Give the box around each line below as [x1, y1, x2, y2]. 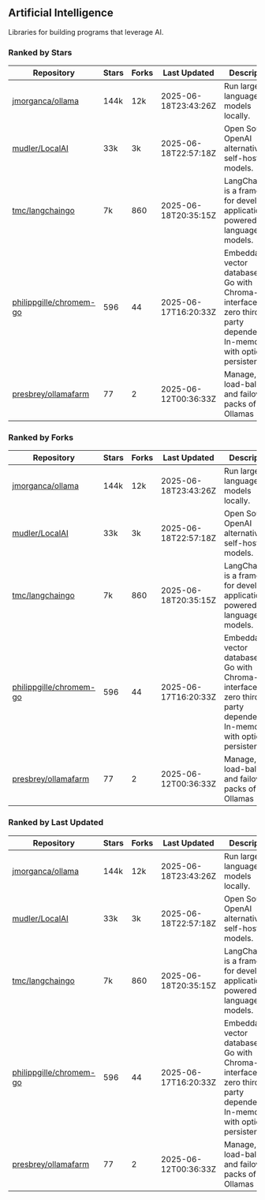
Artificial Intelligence [8, 6, 114, 20]
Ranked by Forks [8, 432, 73, 443]
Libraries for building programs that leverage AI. [8, 27, 164, 36]
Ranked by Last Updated [8, 817, 104, 828]
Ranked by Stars [8, 47, 73, 58]
